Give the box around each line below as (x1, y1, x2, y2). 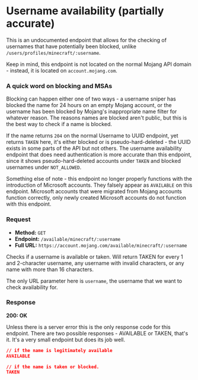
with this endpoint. (6, 200, 52, 208)
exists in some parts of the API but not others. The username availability (6, 145, 182, 152)
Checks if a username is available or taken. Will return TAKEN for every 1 (6, 253, 183, 260)
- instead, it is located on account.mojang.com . (6, 67, 117, 74)
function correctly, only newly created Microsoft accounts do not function (6, 194, 187, 202)
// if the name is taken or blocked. (6, 364, 100, 370)
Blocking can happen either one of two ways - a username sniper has (6, 95, 176, 102)
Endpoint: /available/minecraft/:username (14, 235, 121, 242)
